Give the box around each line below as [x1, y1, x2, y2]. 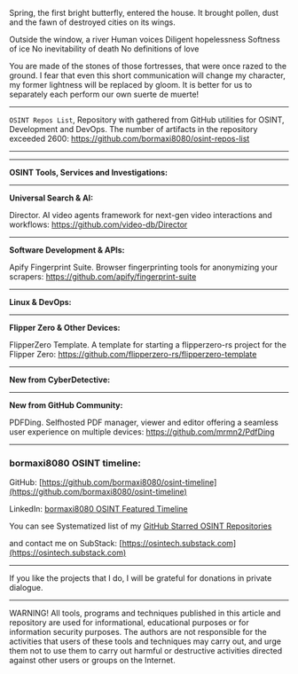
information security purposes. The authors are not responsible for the [9, 627, 268, 638]
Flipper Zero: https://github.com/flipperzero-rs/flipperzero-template [9, 349, 257, 359]
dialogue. [9, 583, 43, 593]
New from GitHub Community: [9, 400, 123, 411]
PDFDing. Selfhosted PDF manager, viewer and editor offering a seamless [9, 417, 279, 427]
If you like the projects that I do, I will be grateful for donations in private [9, 573, 272, 584]
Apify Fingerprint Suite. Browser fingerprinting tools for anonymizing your [9, 262, 278, 272]
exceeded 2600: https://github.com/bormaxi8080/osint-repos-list [9, 133, 250, 144]
